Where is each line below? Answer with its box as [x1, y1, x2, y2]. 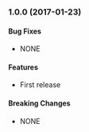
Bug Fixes [8, 26, 42, 36]
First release [19, 80, 61, 90]
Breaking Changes [8, 98, 71, 108]
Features [8, 62, 38, 72]
